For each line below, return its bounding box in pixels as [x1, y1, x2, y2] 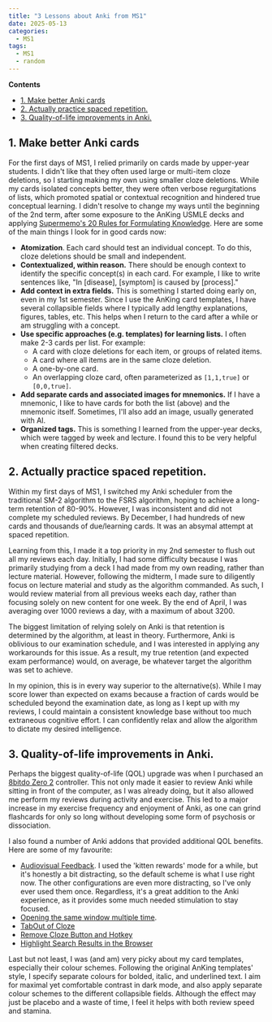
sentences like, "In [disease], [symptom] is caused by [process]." [19, 277, 239, 287]
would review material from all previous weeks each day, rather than [8, 589, 237, 598]
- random [15, 58, 45, 66]
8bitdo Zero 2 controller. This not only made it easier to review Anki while [8, 777, 253, 787]
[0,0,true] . [32, 381, 71, 390]
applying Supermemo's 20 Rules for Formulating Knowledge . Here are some [8, 218, 264, 228]
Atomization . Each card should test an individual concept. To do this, [19, 242, 252, 252]
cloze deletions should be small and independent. [19, 251, 187, 261]
